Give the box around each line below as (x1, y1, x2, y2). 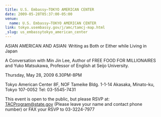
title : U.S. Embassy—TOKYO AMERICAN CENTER (5, 7, 95, 12)
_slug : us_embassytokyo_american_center (5, 30, 88, 34)
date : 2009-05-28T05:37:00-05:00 (5, 12, 73, 17)
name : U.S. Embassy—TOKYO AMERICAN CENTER (9, 20, 97, 26)
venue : (5, 16, 18, 21)
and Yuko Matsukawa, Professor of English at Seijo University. (5, 63, 129, 68)
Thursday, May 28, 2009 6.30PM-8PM (5, 72, 82, 78)
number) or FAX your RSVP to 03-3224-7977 (5, 106, 95, 112)
